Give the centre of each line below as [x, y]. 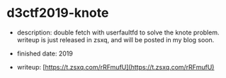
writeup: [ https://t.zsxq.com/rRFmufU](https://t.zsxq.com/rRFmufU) [115, 67]
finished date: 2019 [45, 53]
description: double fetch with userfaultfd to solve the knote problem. [118, 32]
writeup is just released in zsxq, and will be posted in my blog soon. [115, 39]
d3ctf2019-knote [58, 13]
